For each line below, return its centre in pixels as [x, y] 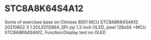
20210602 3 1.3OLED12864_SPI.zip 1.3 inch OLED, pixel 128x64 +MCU [75, 27]
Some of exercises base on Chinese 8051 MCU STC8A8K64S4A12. [72, 22]
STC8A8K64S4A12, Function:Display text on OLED [55, 32]
